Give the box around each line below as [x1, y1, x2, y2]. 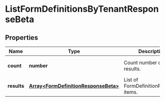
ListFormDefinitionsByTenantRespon [5, 3, 159, 15]
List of [123, 76, 138, 83]
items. [123, 89, 138, 95]
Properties [5, 33, 38, 42]
